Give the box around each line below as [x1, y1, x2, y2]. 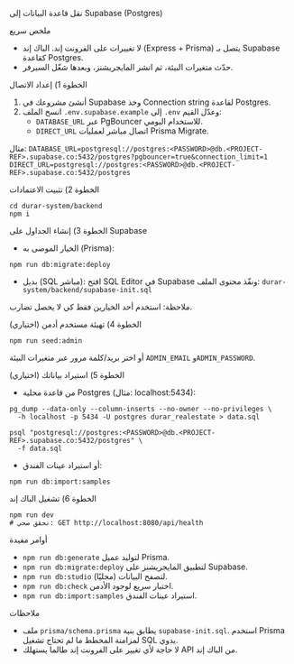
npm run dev [9, 511, 54, 520]
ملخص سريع [9, 25, 51, 35]
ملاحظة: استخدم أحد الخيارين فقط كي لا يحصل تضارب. [9, 301, 193, 312]
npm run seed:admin [9, 337, 83, 346]
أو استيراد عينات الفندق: [22, 460, 103, 470]
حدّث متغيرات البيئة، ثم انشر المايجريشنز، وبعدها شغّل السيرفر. [22, 62, 234, 72]
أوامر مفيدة [9, 534, 48, 545]
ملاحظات [9, 608, 41, 618]
